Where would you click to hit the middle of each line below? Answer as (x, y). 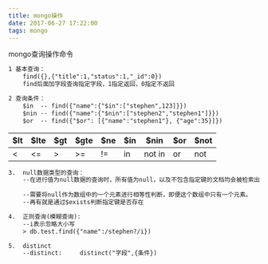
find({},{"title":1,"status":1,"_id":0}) (92, 77)
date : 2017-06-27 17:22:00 (53, 23)
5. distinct (30, 246)
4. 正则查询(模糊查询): (45, 216)
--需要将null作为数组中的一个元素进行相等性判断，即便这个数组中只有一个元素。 (137, 195)
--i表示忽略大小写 (49, 224)
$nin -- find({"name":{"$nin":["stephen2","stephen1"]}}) (121, 113)
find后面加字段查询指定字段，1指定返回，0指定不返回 (99, 85)
